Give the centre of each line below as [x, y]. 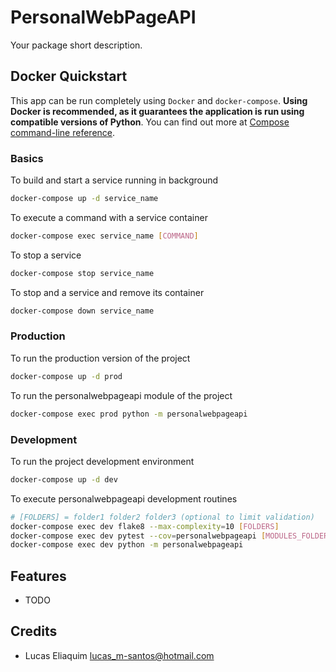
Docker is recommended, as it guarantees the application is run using [157, 111]
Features [38, 576]
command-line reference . [63, 132]
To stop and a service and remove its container [107, 292]
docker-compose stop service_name [82, 273]
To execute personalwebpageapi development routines [124, 498]
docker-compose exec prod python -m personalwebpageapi [129, 414]
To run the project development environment [102, 461]
